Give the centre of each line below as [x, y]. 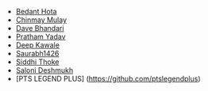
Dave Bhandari [40, 28]
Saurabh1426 [37, 53]
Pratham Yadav [40, 36]
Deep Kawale [37, 45]
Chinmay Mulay [41, 20]
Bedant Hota [36, 11]
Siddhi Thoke [37, 62]
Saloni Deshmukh [44, 70]
